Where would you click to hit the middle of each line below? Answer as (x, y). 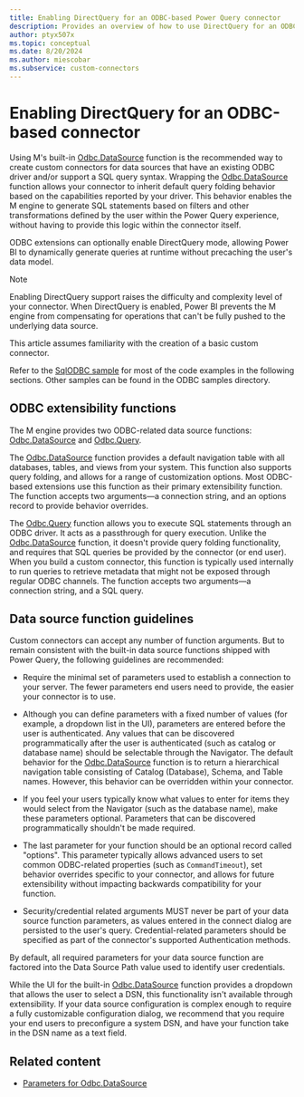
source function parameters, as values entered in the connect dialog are (157, 921)
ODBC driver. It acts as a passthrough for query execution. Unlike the (138, 533)
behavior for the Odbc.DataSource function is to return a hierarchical (151, 763)
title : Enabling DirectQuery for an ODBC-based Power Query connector (145, 18)
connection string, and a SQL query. (77, 591)
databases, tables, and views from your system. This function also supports (151, 467)
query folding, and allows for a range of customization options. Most (137, 476)
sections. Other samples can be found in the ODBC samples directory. (140, 380)
